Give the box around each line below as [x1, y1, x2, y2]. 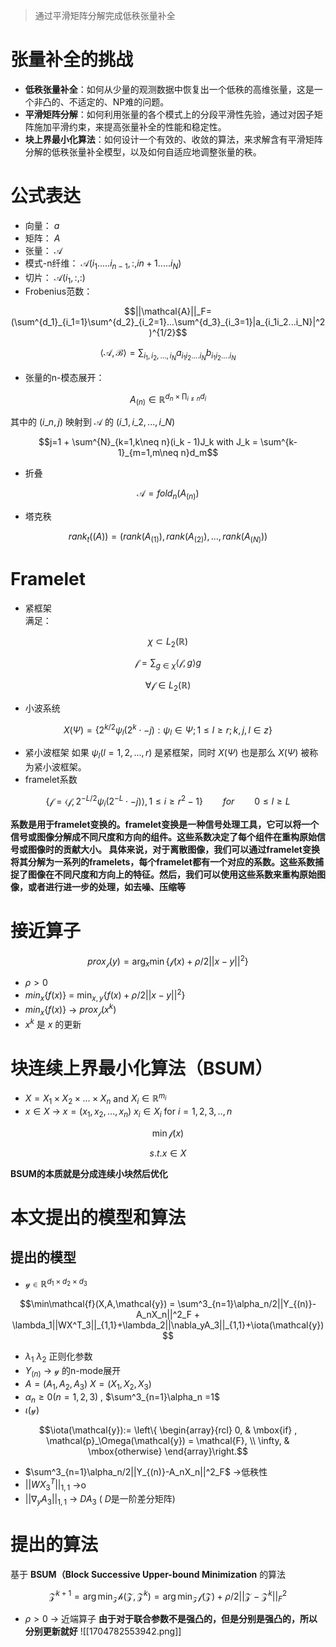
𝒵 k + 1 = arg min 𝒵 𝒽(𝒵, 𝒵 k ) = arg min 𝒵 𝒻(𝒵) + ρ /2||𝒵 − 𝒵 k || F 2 [48, 1588, 288, 1604]
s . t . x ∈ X [149, 1147, 187, 1159]
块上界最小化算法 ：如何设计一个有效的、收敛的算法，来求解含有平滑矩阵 [24, 133, 323, 145]
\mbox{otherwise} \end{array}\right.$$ [88, 1445, 248, 1457]
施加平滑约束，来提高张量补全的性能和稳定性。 [33, 120, 227, 133]
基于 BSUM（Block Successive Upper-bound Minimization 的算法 [10, 1568, 287, 1580]
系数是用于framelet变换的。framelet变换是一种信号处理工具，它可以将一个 [10, 818, 320, 830]
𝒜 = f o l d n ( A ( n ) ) [136, 487, 200, 501]
